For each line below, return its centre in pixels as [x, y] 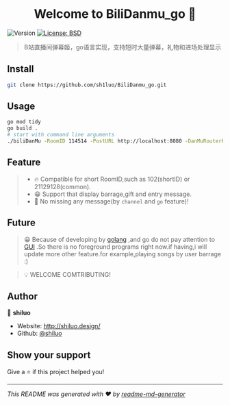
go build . [23, 128]
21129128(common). [62, 186]
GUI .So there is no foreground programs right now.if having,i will [115, 247]
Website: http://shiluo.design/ [59, 326]
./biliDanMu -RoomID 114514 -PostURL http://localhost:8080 [95, 141]
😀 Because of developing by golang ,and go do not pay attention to [119, 239]
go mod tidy [24, 122]
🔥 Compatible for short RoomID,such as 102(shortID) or [112, 179]
